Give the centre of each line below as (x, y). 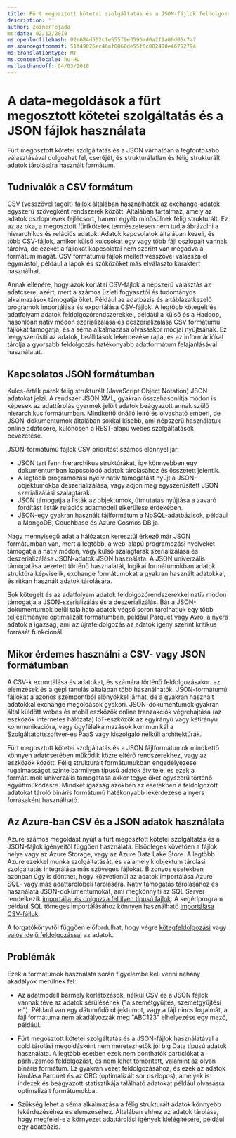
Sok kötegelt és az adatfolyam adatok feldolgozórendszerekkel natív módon (117, 595)
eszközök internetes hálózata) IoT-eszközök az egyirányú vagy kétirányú (112, 719)
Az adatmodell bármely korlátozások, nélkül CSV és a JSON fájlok (113, 995)
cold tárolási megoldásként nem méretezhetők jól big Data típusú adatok (122, 1046)
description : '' (31, 20)
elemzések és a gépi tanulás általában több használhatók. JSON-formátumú (117, 689)
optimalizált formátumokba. (57, 1090)
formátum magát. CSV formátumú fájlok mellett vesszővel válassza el (108, 256)
